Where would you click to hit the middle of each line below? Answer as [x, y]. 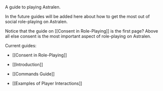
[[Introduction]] [27, 64]
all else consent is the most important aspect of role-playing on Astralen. [78, 36]
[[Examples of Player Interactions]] [47, 83]
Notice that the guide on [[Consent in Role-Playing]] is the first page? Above [82, 31]
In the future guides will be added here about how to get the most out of [77, 16]
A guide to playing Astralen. [33, 7]
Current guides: [21, 45]
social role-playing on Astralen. [36, 22]
